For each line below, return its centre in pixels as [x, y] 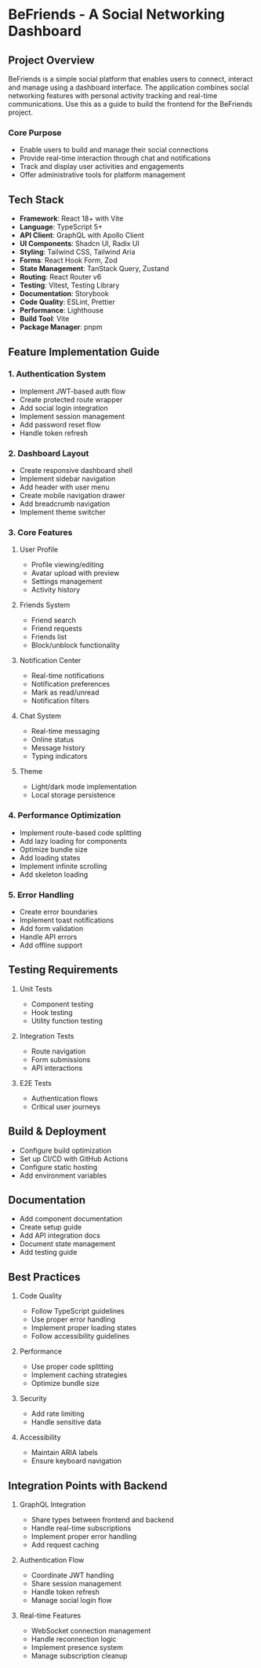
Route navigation [58, 1051]
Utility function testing [67, 1021]
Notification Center [50, 661]
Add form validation [51, 928]
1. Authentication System [57, 374]
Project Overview [51, 60]
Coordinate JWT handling [72, 1575]
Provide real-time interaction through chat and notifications [115, 158]
